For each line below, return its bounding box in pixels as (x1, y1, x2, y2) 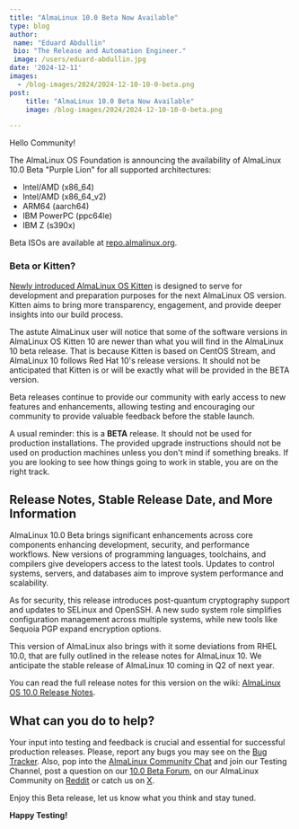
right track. (9, 466, 50, 477)
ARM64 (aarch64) (22, 201, 90, 212)
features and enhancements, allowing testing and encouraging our (9, 401, 256, 411)
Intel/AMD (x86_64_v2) (22, 191, 107, 202)
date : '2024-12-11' (9, 64, 83, 73)
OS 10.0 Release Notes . (9, 687, 96, 698)
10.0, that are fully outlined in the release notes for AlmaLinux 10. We (9, 650, 262, 661)
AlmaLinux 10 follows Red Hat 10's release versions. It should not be (9, 355, 260, 366)
